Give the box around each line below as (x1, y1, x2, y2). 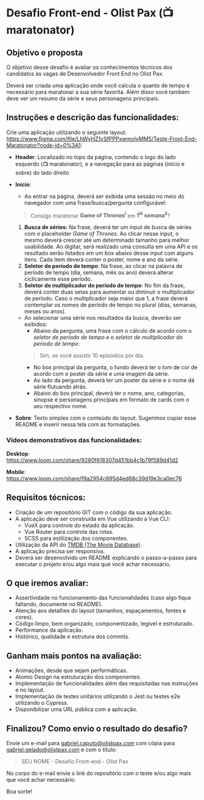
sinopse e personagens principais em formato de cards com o (33, 396, 190, 403)
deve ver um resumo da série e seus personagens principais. (6, 95, 160, 102)
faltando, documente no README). (15, 601, 103, 608)
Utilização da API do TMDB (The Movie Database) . (15, 541, 142, 548)
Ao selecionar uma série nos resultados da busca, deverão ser (24, 314, 181, 322)
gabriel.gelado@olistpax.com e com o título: (6, 746, 117, 754)
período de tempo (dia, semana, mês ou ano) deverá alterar (24, 269, 174, 276)
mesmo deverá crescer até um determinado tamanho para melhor (24, 236, 190, 244)
